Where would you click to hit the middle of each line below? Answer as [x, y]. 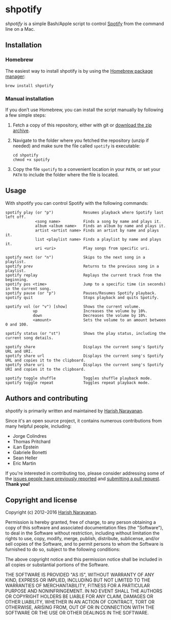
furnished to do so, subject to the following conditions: [63, 549]
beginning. [17, 280]
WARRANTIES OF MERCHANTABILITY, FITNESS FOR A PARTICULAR [78, 586]
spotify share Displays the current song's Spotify [84, 347]
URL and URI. [19, 351]
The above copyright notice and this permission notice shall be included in [84, 560]
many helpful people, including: [38, 426]
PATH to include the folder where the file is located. [66, 175]
